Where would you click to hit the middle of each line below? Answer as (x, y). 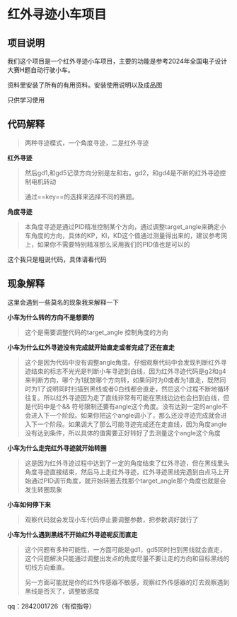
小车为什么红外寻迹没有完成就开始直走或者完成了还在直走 (91, 347)
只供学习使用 (26, 100)
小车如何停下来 (29, 504)
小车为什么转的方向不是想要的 (51, 317)
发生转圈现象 (43, 489)
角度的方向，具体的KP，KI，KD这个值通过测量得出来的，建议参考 (126, 235)
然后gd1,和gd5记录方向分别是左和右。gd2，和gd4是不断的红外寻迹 (122, 172)
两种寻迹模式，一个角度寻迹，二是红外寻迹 (87, 143)
